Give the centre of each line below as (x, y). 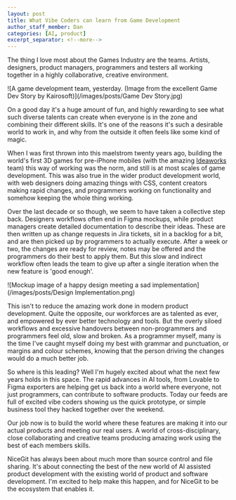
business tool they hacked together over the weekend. (86, 409)
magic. (17, 140)
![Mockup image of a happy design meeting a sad (79, 285)
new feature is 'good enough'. (51, 271)
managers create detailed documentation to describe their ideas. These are (117, 226)
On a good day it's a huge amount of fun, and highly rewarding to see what (116, 110)
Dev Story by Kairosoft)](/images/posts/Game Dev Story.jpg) (95, 96)
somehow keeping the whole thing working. (71, 198)
